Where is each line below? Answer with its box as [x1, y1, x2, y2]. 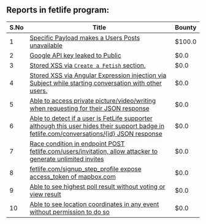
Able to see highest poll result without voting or [29, 182, 166, 191]
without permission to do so [29, 207, 110, 216]
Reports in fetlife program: [6, 5, 110, 15]
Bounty [174, 23, 197, 31]
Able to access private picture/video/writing [29, 96, 156, 105]
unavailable [29, 41, 63, 50]
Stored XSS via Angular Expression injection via [29, 71, 167, 79]
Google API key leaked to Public [29, 51, 121, 60]
